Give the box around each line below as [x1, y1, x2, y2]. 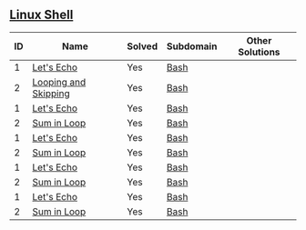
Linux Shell [9, 7, 74, 23]
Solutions [238, 45, 280, 58]
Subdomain [166, 40, 218, 53]
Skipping [32, 86, 70, 99]
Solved [127, 40, 158, 53]
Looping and [32, 75, 87, 88]
